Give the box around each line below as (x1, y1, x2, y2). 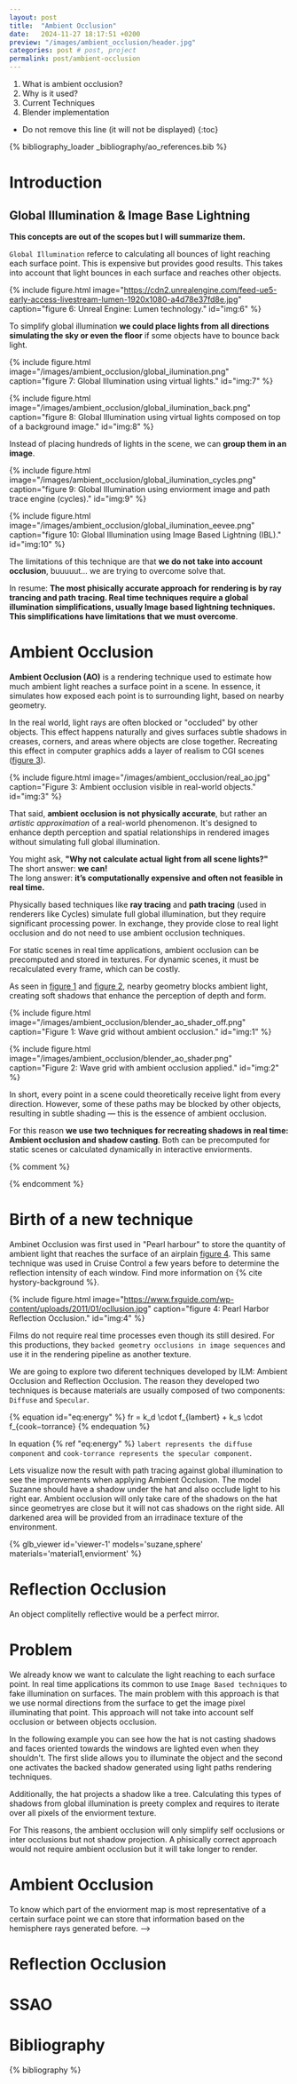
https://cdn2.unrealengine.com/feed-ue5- (123, 285, 277, 295)
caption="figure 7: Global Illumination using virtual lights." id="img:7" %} (9, 376, 273, 386)
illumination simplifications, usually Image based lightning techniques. (9, 601, 276, 612)
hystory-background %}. (9, 1277, 100, 1287)
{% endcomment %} (9, 1178, 84, 1189)
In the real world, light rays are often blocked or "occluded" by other (9, 717, 259, 728)
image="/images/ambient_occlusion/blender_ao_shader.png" (9, 1053, 232, 1063)
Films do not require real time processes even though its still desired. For (9, 1330, 275, 1340)
